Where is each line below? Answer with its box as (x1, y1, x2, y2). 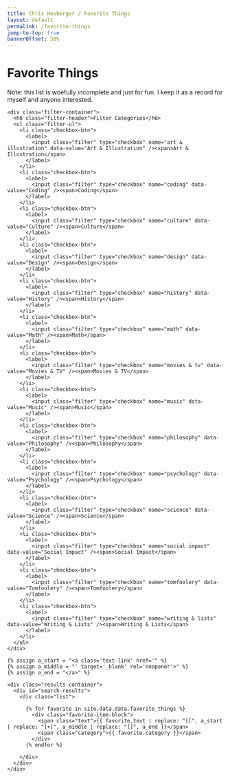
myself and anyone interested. (7, 96, 93, 104)
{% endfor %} (25, 742, 63, 749)
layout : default (7, 17, 54, 23)
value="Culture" (7, 223, 54, 231)
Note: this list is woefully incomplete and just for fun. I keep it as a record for (7, 88, 223, 96)
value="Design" (7, 260, 51, 267)
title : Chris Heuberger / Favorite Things (7, 10, 130, 17)
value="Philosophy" (7, 440, 63, 448)
